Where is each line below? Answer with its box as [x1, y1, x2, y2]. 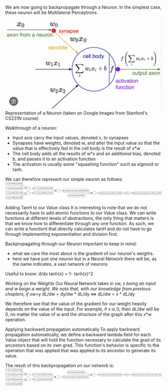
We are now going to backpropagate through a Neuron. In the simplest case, [5, 4, 162, 10]
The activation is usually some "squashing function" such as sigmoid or [12, 161, 159, 167]
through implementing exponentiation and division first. [5, 231, 118, 237]
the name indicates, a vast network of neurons [12, 261, 108, 267]
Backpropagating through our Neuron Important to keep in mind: [5, 241, 137, 247]
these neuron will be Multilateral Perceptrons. [5, 9, 98, 15]
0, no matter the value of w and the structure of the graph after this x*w [5, 311, 152, 317]
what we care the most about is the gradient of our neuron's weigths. [12, 250, 154, 256]
